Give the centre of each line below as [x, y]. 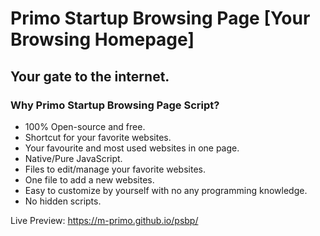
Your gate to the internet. [90, 76]
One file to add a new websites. [89, 179]
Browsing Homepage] [102, 39]
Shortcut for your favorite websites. [98, 137]
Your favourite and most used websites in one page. [132, 148]
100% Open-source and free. [85, 126]
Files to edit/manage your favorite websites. [115, 169]
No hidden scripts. [63, 201]
